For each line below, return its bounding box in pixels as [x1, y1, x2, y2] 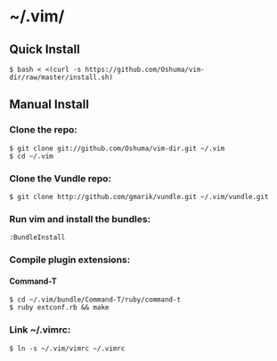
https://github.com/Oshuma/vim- [85, 65, 205, 74]
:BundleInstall [9, 233, 66, 242]
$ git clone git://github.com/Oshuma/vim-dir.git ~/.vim [9, 144, 225, 153]
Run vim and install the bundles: [9, 213, 151, 225]
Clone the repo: [9, 124, 78, 136]
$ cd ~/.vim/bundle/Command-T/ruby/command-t [9, 295, 181, 304]
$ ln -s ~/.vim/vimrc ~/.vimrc [9, 344, 126, 353]
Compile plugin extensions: [9, 253, 131, 266]
